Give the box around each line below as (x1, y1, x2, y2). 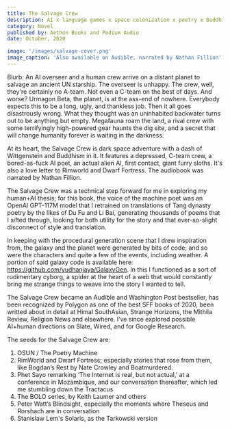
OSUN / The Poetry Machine (16, 348, 98, 356)
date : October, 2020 (7, 36, 66, 42)
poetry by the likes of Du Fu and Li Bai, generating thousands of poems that (7, 208, 220, 216)
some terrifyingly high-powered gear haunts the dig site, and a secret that (7, 124, 216, 132)
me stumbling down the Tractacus (16, 385, 114, 393)
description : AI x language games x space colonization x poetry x (7, 16, 204, 23)
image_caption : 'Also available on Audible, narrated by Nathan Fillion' (7, 54, 222, 62)
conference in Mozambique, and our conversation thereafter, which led (16, 378, 218, 386)
